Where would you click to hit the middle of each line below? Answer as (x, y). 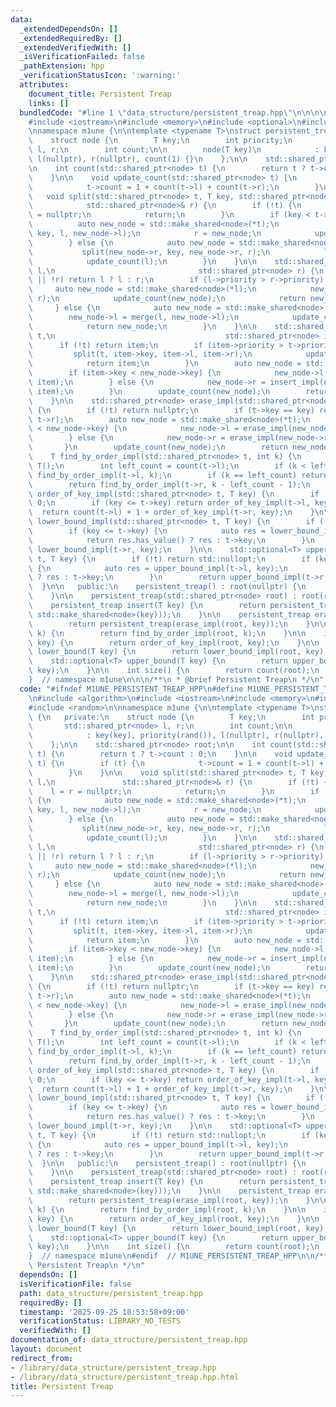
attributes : (44, 85)
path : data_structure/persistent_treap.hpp (111, 1293)
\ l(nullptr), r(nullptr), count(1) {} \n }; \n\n (138, 159)
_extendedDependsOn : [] (68, 29)
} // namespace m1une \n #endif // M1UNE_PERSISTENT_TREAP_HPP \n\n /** (178, 1256)
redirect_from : (42, 1358)
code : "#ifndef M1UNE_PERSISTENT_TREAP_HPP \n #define (131, 689)
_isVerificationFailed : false (82, 57)
